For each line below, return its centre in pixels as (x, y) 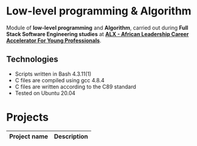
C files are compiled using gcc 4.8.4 (60, 80)
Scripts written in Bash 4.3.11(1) (53, 74)
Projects (28, 117)
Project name (29, 136)
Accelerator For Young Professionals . (54, 40)
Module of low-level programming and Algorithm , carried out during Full (97, 28)
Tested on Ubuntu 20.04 (45, 93)
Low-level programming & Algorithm (99, 11)
